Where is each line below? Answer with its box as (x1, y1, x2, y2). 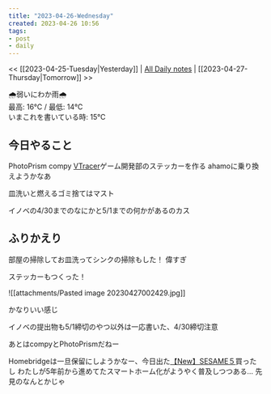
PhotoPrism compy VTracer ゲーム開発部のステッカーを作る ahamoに (8, 161, 239, 171)
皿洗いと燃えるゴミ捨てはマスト (8, 188, 115, 198)
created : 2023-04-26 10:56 (8, 19, 100, 28)
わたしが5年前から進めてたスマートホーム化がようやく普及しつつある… (17, 366, 253, 376)
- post (8, 34, 31, 43)
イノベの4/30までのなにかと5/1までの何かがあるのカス (8, 205, 190, 215)
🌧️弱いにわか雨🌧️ (8, 90, 67, 100)
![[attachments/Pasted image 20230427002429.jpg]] (8, 288, 186, 298)
